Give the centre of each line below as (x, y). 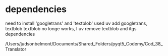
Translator (16, 49)
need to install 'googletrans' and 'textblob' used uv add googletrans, (76, 23)
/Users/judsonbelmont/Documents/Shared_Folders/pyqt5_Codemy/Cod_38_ (84, 43)
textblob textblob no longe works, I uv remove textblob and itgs (71, 28)
